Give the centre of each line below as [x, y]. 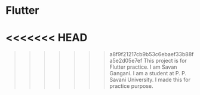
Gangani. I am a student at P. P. [148, 73]
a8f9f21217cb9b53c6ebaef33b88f [152, 54]
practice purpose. [131, 86]
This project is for [165, 61]
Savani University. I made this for [150, 80]
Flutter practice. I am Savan [143, 67]
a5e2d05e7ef [126, 61]
